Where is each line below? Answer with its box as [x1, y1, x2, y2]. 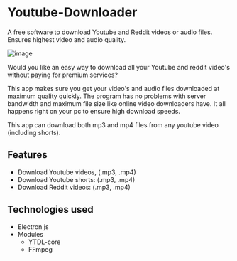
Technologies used [7, 203, 94, 215]
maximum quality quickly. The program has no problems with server [7, 92, 206, 100]
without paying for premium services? [7, 70, 118, 79]
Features [7, 149, 48, 161]
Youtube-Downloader [7, 4, 138, 21]
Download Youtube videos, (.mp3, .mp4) [17, 168, 136, 176]
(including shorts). [7, 128, 61, 137]
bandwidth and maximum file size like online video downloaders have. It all [7, 99, 226, 107]
